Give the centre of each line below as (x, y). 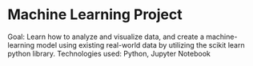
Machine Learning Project (95, 15)
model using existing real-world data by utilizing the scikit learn (141, 45)
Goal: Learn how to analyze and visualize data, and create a (106, 37)
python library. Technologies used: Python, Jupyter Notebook (109, 53)
